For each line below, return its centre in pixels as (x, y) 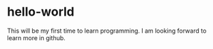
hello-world (41, 12)
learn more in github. (37, 37)
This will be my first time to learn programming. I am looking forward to (107, 31)
